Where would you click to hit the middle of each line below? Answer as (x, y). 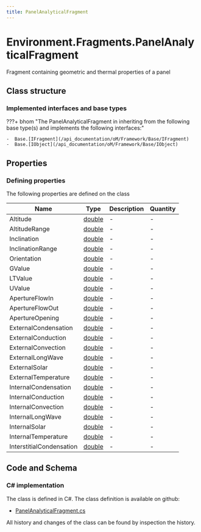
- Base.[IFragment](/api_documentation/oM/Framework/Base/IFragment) (98, 139)
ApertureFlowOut (34, 308)
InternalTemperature (39, 436)
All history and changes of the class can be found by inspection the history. (101, 522)
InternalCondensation (40, 387)
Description (127, 209)
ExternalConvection (37, 348)
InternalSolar (28, 427)
